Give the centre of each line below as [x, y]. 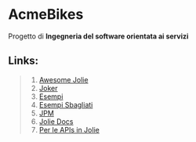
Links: [24, 61]
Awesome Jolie [64, 79]
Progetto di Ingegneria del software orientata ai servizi [98, 36]
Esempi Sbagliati [66, 104]
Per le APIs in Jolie [69, 129]
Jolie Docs [56, 121]
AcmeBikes [46, 15]
